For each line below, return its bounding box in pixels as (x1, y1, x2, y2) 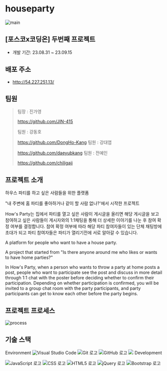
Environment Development (5, 350, 162, 356)
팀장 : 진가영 (17, 109, 42, 115)
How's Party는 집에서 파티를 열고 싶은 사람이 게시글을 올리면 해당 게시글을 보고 (5, 211, 160, 217)
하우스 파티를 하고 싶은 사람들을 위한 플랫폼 (5, 190, 89, 196)
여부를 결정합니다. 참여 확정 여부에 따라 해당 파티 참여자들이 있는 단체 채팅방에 (10, 224, 162, 230)
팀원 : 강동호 (17, 129, 42, 135)
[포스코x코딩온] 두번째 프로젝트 (5, 35, 96, 44)
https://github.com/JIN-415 (17, 119, 73, 124)
